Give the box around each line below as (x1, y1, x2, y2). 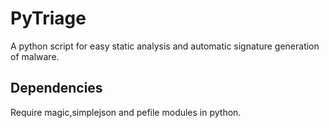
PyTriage (10, 7, 87, 30)
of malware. (10, 50, 60, 62)
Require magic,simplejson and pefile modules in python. (10, 106, 242, 118)
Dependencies (10, 80, 103, 97)
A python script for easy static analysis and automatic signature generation (10, 40, 320, 52)
